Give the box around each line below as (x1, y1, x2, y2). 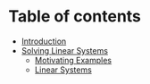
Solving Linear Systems (21, 45, 109, 55)
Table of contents (8, 6, 142, 27)
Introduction (21, 36, 67, 46)
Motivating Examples (34, 55, 112, 65)
